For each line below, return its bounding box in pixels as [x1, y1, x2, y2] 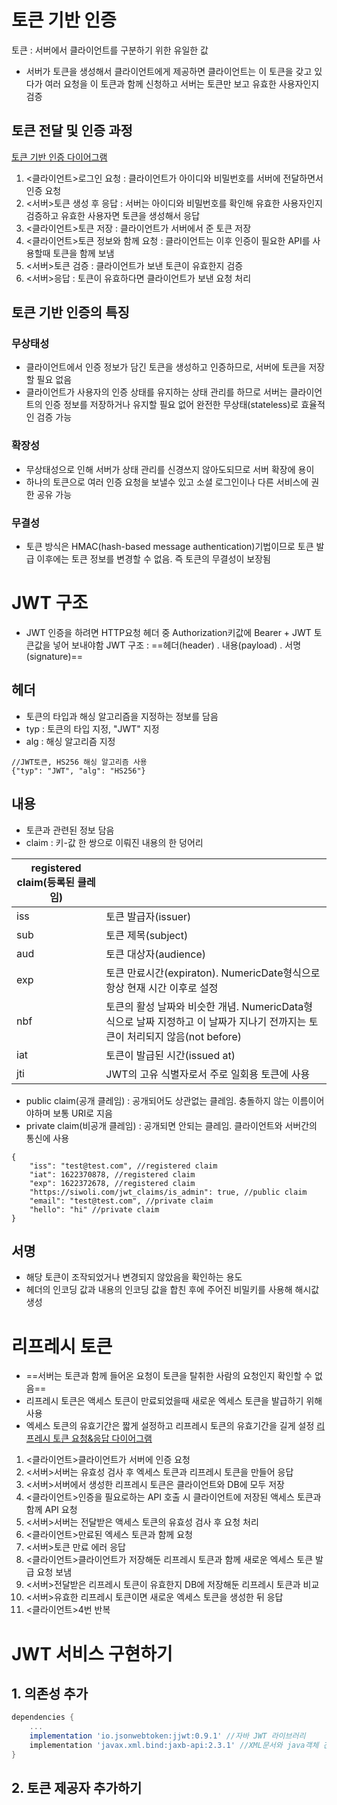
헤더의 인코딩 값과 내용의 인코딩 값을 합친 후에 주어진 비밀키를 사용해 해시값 [25, 1284, 320, 1296]
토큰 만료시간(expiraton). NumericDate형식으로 [105, 966, 321, 980]
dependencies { [11, 1712, 75, 1723]
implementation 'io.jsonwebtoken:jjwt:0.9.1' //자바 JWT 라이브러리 [29, 1731, 306, 1741]
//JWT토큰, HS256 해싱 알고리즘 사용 [11, 757, 148, 767]
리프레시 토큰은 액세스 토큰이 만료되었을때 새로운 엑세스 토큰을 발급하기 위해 [25, 1395, 323, 1407]
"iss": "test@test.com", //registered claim [29, 1161, 218, 1171]
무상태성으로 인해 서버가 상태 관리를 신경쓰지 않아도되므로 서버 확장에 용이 [25, 463, 315, 475]
